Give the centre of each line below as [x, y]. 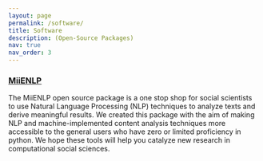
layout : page [30, 16]
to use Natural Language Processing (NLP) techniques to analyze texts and [132, 106]
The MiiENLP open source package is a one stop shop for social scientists [130, 98]
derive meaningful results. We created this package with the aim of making [131, 115]
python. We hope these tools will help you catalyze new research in [119, 140]
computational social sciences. [59, 149]
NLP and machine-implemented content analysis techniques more [117, 124]
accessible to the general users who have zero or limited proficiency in [125, 132]
